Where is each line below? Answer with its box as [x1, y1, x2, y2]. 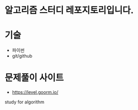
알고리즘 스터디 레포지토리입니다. [5, 5, 134, 16]
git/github [12, 53, 33, 59]
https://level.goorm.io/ [12, 89, 58, 95]
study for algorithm [5, 99, 45, 105]
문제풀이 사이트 [5, 72, 64, 84]
